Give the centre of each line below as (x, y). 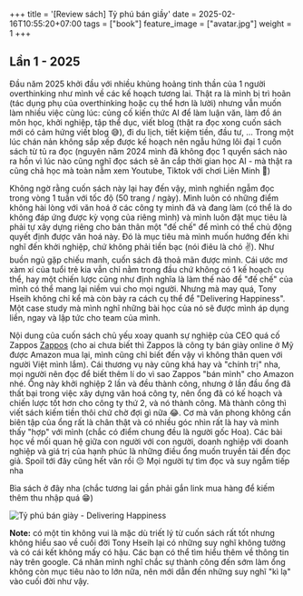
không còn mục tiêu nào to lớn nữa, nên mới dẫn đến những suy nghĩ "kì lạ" (150, 571)
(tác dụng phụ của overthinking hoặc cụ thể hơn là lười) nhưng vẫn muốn (146, 103)
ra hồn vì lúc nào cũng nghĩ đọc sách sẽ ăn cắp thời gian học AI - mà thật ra (151, 161)
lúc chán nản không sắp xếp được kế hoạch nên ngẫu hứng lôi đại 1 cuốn (146, 142)
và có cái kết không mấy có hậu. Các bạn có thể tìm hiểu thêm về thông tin (149, 552)
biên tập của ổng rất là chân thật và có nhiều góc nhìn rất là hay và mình (144, 422)
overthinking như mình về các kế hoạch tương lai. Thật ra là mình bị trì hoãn (150, 93)
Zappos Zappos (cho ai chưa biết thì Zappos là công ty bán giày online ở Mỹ (151, 344)
